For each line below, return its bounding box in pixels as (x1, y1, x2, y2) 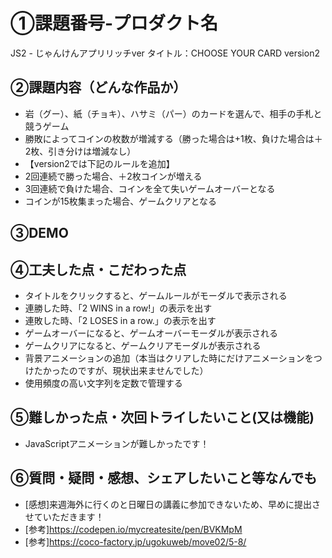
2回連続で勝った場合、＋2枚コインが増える (24, 170, 203, 182)
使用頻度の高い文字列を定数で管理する (24, 377, 183, 389)
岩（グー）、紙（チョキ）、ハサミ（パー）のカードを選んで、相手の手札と (24, 107, 323, 119)
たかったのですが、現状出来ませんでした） (33, 364, 209, 376)
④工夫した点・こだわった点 (10, 261, 187, 278)
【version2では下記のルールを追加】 (24, 157, 175, 169)
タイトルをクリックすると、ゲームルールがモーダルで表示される (24, 289, 288, 301)
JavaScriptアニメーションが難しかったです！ (24, 437, 210, 449)
